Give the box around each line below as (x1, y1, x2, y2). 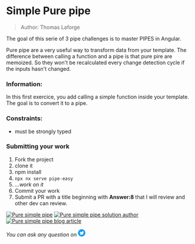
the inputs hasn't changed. (6, 65, 71, 72)
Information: (6, 80, 43, 88)
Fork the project (14, 156, 54, 163)
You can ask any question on (6, 231, 77, 238)
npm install (14, 168, 42, 175)
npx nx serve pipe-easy (14, 176, 74, 182)
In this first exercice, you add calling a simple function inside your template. (6, 93, 190, 101)
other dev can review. (14, 199, 68, 207)
